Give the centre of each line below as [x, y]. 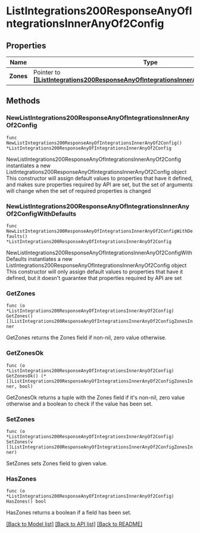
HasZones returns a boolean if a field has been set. [69, 513]
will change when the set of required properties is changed [79, 191]
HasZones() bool [26, 501]
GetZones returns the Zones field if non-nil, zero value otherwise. [86, 338]
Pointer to [47, 72]
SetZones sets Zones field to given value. [57, 463]
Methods [23, 101]
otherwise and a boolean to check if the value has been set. [79, 404]
